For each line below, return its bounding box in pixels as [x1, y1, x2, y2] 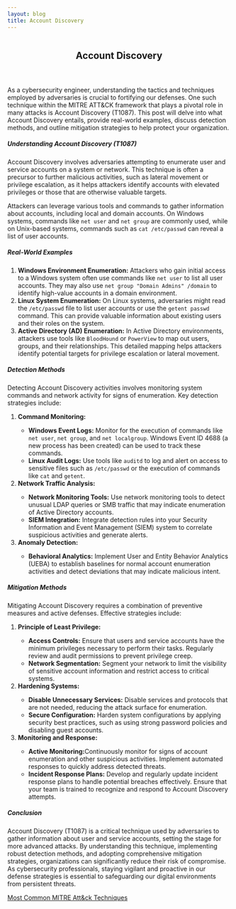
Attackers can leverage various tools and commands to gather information [7, 201, 225, 210]
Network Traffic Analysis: [17, 479, 96, 487]
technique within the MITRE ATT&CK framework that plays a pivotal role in [7, 100, 223, 109]
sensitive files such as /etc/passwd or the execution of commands [28, 464, 221, 472]
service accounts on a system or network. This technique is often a [7, 165, 204, 174]
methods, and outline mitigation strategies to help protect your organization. [7, 123, 230, 132]
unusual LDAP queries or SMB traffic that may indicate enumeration [28, 500, 225, 509]
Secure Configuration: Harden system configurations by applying [28, 711, 221, 719]
